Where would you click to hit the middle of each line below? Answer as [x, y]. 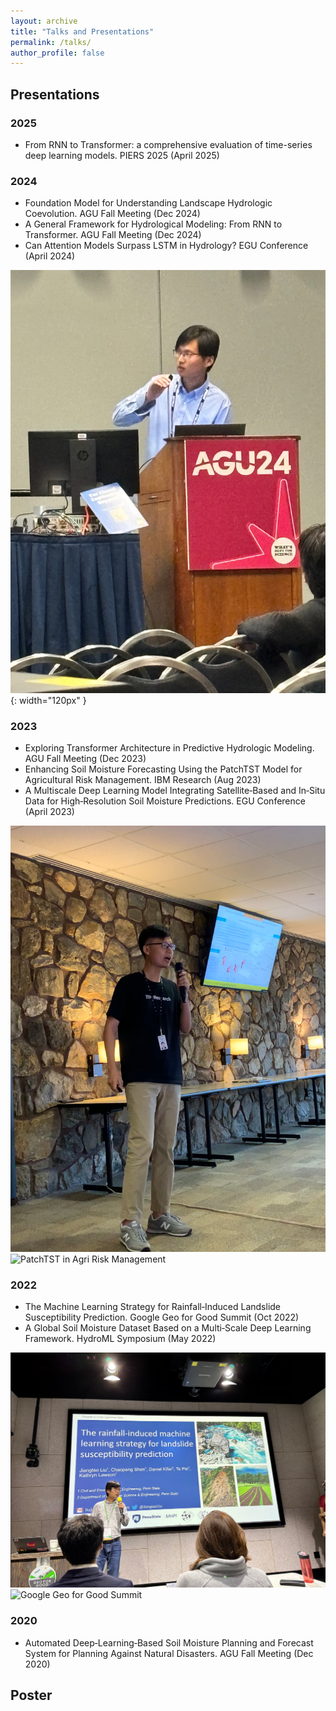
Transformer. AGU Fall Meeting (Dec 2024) [113, 235]
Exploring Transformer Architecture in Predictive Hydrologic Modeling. [169, 747]
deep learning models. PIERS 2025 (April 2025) [122, 155]
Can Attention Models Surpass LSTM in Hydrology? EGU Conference [166, 246]
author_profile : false [57, 53]
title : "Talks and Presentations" [82, 31]
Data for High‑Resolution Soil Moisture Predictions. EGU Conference [165, 801]
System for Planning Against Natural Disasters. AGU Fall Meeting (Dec [169, 1653]
